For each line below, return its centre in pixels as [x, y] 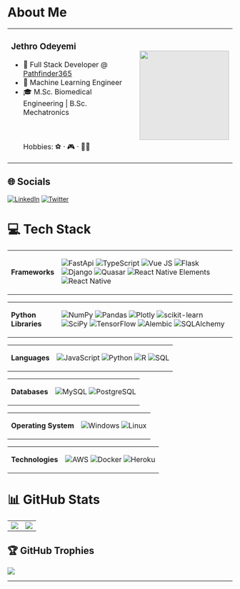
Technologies [35, 459]
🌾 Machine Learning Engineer [73, 82]
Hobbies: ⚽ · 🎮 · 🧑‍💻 [57, 146]
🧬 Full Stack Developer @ [66, 64]
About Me [37, 12]
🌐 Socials [29, 182]
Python [24, 315]
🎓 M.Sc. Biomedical [57, 91]
